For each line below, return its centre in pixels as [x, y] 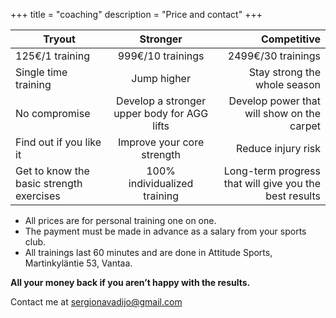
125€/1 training [52, 56]
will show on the [282, 113]
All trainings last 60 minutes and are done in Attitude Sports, [148, 252]
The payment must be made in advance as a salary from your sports [165, 231]
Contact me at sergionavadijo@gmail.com [96, 302]
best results [293, 196]
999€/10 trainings [161, 56]
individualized [161, 183]
